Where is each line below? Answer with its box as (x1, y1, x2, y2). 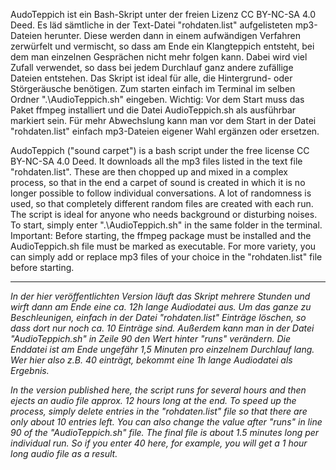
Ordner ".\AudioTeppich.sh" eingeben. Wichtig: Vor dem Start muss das (10, 94, 305, 105)
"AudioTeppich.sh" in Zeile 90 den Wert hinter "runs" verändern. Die (10, 333, 291, 344)
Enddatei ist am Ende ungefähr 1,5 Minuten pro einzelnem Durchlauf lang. (10, 344, 315, 355)
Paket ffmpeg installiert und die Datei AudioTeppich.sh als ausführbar (10, 104, 297, 116)
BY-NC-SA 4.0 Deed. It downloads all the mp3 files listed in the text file (10, 155, 303, 167)
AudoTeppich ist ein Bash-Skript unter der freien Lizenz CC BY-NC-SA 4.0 (10, 9, 317, 20)
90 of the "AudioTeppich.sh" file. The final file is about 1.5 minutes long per (10, 427, 320, 438)
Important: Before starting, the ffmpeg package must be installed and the (10, 230, 312, 241)
